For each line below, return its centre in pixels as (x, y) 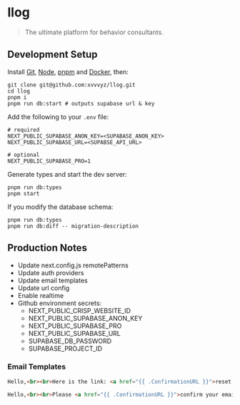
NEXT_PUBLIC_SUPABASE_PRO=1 (49, 161)
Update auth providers (51, 272)
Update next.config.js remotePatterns (73, 265)
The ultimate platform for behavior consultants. (94, 32)
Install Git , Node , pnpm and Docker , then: (68, 71)
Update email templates (52, 280)
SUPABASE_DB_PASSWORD (70, 341)
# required (24, 130)
